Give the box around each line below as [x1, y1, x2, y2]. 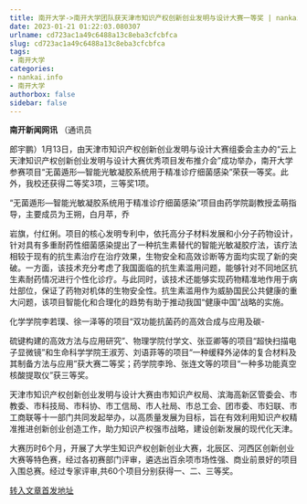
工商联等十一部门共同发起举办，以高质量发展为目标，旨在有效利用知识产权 [9, 412, 290, 423]
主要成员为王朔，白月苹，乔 [25, 209, 130, 220]
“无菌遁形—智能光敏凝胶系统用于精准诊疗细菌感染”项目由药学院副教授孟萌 [9, 197, 290, 208]
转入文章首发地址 [9, 485, 74, 496]
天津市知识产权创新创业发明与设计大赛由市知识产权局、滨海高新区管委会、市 [9, 389, 298, 400]
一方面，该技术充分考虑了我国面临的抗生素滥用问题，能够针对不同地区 [25, 262, 290, 274]
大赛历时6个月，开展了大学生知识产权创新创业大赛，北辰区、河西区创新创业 [9, 443, 295, 454]
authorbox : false [9, 89, 76, 99]
